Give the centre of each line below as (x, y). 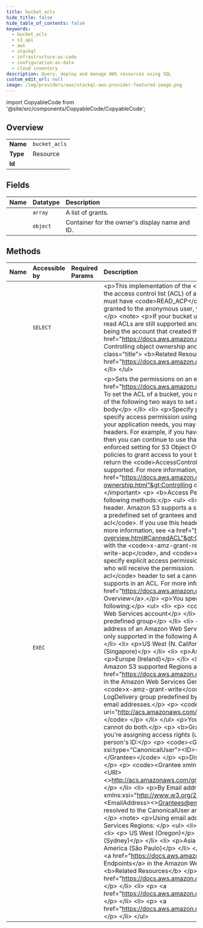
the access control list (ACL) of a (150, 294)
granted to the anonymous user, (149, 309)
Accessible (49, 268)
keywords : (19, 29)
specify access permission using (150, 417)
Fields (18, 185)
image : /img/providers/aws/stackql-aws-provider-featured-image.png (94, 85)
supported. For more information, (150, 470)
